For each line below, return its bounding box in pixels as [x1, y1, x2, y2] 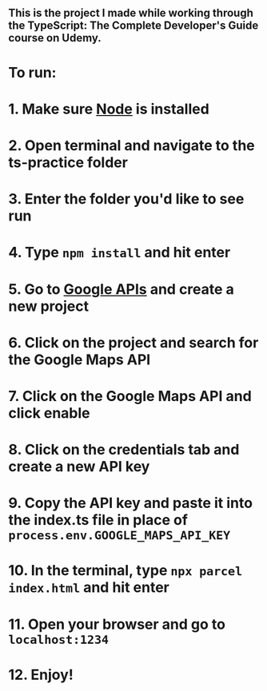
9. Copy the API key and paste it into [8, 494, 253, 512]
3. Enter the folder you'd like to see [8, 190, 245, 208]
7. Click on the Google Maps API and [8, 387, 252, 405]
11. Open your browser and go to [8, 615, 226, 633]
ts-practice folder [8, 153, 128, 171]
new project [8, 297, 90, 315]
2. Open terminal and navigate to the [8, 136, 256, 154]
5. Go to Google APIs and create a [8, 280, 234, 298]
